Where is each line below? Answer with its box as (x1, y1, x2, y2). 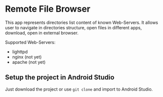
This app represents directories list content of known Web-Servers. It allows (5, 19, 159, 25)
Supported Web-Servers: (5, 39, 56, 45)
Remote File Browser (5, 3, 91, 15)
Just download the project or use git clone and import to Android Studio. (5, 86, 153, 92)
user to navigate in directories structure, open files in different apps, (5, 24, 142, 30)
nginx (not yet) (12, 54, 42, 59)
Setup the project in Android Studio (5, 73, 115, 81)
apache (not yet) (12, 59, 46, 65)
